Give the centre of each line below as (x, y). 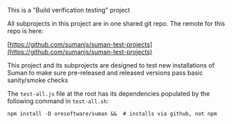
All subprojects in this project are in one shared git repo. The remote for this (116, 23)
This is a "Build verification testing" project (69, 10)
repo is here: (26, 31)
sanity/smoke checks (38, 80)
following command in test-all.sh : (58, 101)
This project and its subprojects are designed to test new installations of (111, 65)
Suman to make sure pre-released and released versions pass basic (105, 73)
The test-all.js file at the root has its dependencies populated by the (109, 94)
